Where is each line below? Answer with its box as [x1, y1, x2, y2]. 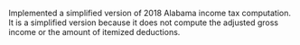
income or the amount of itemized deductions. [8, 27, 181, 37]
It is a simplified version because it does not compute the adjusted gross [8, 17, 279, 28]
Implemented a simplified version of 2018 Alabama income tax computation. [8, 8, 291, 18]
